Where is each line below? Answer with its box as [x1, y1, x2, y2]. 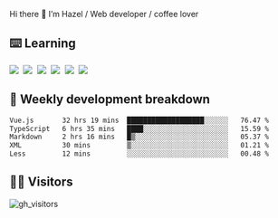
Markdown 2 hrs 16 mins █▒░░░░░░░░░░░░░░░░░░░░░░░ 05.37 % [9, 132, 270, 142]
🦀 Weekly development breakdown [9, 91, 211, 108]
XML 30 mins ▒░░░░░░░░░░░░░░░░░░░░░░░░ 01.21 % [9, 141, 270, 150]
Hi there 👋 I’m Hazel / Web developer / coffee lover [9, 9, 199, 19]
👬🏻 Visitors [9, 175, 74, 190]
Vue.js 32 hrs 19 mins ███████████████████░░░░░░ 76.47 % [9, 116, 270, 125]
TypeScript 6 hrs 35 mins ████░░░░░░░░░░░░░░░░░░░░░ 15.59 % [9, 124, 270, 133]
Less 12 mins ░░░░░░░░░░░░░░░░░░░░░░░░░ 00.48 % [9, 149, 270, 158]
